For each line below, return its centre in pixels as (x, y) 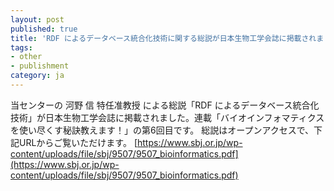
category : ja (37, 76)
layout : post (37, 19)
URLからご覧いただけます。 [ (78, 142)
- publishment (40, 66)
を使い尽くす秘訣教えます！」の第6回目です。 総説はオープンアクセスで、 (162, 130)
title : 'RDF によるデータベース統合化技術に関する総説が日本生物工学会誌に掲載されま (167, 38)
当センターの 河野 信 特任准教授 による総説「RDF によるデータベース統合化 (165, 105)
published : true (44, 29)
